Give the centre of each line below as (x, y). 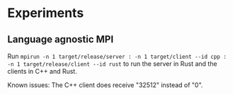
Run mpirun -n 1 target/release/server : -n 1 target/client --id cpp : (117, 56)
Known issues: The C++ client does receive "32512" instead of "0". (105, 85)
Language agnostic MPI (61, 39)
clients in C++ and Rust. (42, 71)
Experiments (46, 13)
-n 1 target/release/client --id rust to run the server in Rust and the (112, 64)
